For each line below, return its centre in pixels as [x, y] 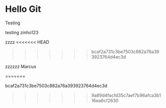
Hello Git [23, 9]
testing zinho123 [22, 32]
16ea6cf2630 [105, 101]
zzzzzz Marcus [21, 66]
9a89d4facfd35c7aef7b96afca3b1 [126, 95]
